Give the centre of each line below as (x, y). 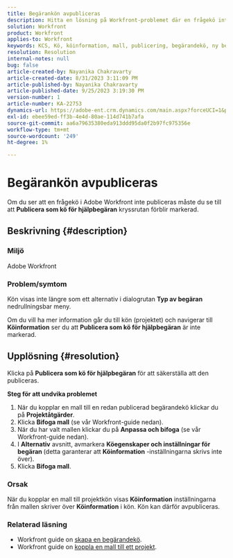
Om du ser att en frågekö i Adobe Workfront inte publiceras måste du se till (114, 202)
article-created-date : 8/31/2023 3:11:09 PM (72, 78)
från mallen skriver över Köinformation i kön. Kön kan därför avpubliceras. (114, 507)
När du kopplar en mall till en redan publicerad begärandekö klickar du (118, 407)
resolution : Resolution (42, 53)
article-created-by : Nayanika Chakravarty (69, 71)
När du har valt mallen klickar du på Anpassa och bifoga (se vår (109, 429)
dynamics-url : (28, 110)
